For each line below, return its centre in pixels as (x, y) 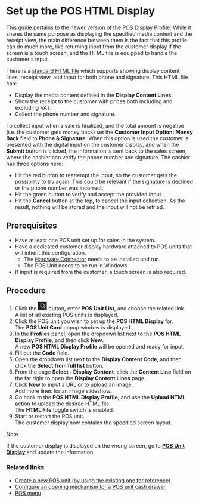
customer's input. (28, 59)
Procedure (26, 291)
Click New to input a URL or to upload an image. (74, 384)
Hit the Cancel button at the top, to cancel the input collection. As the (100, 201)
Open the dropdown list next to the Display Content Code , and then (98, 359)
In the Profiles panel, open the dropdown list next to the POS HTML (98, 334)
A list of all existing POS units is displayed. (67, 315)
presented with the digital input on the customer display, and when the (93, 144)
